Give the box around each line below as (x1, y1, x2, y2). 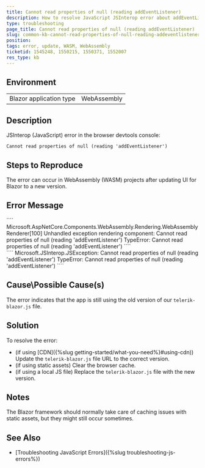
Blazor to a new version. (6, 183, 67, 190)
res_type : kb (6, 54, 40, 61)
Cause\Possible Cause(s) (6, 280, 105, 291)
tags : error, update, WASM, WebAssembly (6, 43, 111, 50)
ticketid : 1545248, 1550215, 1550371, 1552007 (6, 49, 127, 55)
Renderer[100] (6, 229, 43, 237)
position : (6, 37, 32, 43)
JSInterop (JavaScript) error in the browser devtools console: (6, 132, 160, 139)
